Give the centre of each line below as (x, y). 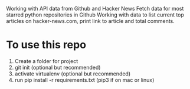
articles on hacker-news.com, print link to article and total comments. (91, 21)
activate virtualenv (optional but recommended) (73, 74)
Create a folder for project (46, 61)
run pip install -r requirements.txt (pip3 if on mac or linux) (84, 80)
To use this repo (46, 45)
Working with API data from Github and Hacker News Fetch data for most (95, 9)
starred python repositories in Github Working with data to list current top (95, 15)
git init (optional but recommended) (58, 67)
